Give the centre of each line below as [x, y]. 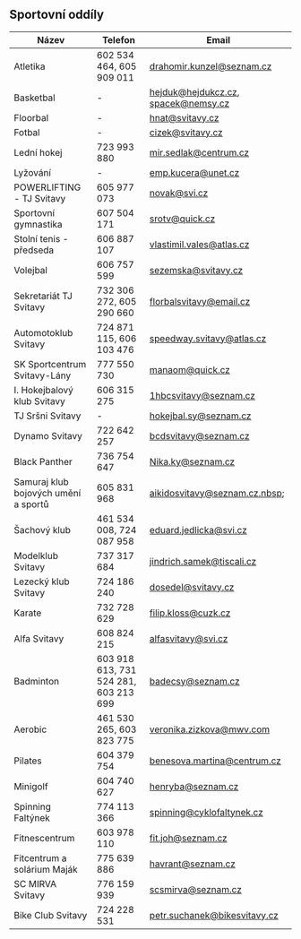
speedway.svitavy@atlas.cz [208, 338]
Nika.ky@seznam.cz [192, 461]
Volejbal [30, 270]
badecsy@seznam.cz [194, 681]
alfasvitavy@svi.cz [189, 638]
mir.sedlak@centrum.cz [199, 152]
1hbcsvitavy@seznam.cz [202, 395]
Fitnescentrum [44, 838]
